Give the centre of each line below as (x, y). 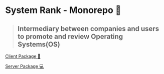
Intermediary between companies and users (88, 29)
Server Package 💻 (25, 66)
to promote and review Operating (70, 36)
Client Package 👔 (23, 56)
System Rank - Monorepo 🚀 (63, 10)
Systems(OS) (39, 44)
